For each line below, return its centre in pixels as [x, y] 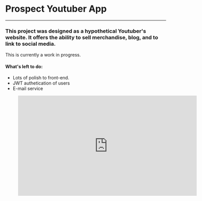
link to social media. [31, 44]
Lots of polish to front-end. [41, 78]
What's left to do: [24, 66]
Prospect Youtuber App [56, 9]
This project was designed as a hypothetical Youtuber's [76, 31]
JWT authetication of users [41, 83]
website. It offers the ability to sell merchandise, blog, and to [82, 37]
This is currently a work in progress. [43, 55]
